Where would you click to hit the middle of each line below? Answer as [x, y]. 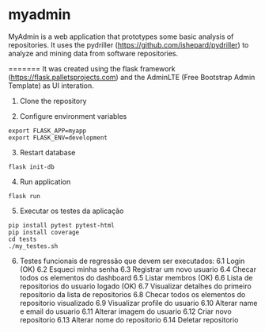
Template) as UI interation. [51, 86]
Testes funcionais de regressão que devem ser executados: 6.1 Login [132, 261]
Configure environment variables [73, 116]
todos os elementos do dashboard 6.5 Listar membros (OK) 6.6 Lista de [136, 277]
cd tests [23, 239]
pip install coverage [44, 232]
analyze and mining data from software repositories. [93, 53]
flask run [25, 196]
